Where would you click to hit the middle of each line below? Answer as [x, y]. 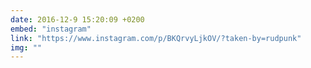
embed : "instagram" [51, 29]
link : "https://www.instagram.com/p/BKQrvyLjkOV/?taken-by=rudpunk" [156, 38]
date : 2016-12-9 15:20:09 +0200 [77, 19]
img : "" [26, 47]
